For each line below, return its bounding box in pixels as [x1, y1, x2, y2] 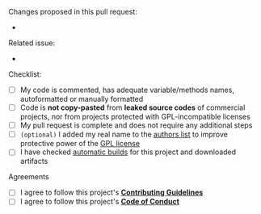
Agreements [8, 172, 50, 182]
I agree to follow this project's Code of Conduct [19, 197, 180, 207]
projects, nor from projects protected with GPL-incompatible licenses [19, 112, 250, 122]
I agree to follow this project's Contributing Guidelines [19, 187, 204, 197]
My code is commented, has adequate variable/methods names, [19, 85, 234, 94]
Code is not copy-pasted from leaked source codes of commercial [19, 103, 246, 112]
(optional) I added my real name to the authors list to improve [19, 129, 228, 140]
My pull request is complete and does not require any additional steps [19, 120, 253, 130]
